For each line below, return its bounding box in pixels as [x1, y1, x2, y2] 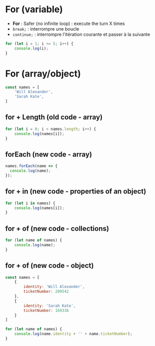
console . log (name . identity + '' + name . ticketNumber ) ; [14, 331, 133, 337]
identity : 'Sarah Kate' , [23, 303, 76, 308]
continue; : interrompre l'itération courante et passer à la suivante [12, 31, 150, 37]
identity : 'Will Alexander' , [23, 284, 85, 289]
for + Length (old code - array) [5, 113, 103, 122]
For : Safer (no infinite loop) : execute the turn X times [12, 20, 125, 26]
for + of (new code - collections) [5, 224, 109, 233]
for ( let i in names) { [5, 200, 56, 206]
